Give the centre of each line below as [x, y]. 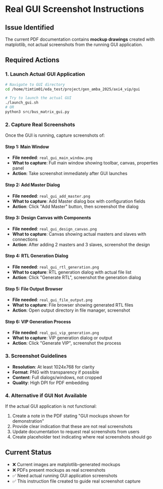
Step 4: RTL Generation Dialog [37, 256]
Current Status [28, 453]
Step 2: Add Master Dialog [33, 185]
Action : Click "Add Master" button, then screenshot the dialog [75, 206]
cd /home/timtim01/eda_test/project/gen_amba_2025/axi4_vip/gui [73, 89]
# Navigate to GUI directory [35, 84]
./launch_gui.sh [22, 103]
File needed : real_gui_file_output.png [52, 300]
